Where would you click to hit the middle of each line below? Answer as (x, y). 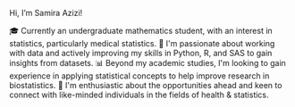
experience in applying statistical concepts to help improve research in (139, 76)
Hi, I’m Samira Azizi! (46, 13)
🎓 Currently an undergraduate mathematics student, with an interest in (141, 31)
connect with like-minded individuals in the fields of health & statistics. (139, 95)
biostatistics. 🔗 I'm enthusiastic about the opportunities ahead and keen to (146, 85)
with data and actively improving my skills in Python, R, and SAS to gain (141, 53)
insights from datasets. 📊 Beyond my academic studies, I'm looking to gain (147, 63)
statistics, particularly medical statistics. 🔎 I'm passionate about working (142, 43)
